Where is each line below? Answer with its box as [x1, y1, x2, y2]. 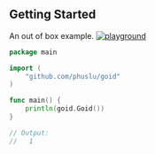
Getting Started [9, 7, 97, 22]
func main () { [9, 96, 62, 105]
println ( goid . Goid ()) [25, 104, 105, 113]
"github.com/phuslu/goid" [25, 72, 121, 81]
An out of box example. [9, 30, 95, 41]
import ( [9, 64, 42, 73]
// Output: [9, 128, 50, 137]
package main [9, 48, 58, 57]
